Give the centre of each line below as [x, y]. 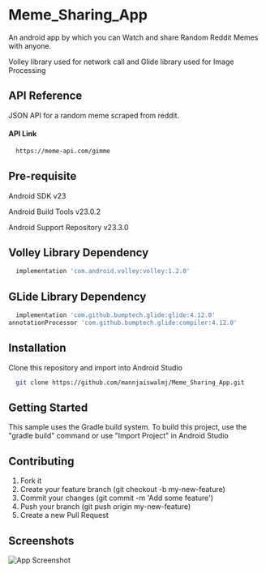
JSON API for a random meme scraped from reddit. [94, 115]
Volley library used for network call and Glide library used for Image [121, 62]
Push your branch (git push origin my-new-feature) [105, 507]
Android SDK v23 [37, 195]
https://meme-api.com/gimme [63, 151]
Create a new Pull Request [64, 515]
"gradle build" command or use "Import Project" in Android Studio [118, 436]
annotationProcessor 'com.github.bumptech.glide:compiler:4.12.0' [123, 323]
